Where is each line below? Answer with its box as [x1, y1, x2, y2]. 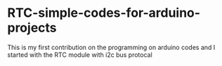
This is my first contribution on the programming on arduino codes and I [7, 43, 216, 51]
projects [7, 20, 58, 36]
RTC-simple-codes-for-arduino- [7, 5, 201, 21]
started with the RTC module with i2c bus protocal [7, 51, 152, 59]
